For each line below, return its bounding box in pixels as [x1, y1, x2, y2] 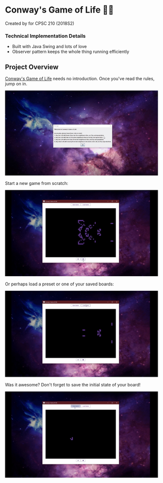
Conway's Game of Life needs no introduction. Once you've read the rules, [5, 76, 155, 82]
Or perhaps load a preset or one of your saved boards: [5, 281, 114, 287]
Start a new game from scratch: [5, 181, 68, 186]
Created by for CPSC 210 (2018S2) [5, 20, 74, 26]
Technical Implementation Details [5, 33, 86, 39]
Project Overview [5, 63, 59, 71]
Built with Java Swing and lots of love [12, 44, 87, 50]
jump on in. [5, 81, 28, 87]
